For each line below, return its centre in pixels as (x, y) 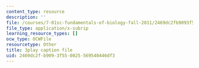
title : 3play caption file (39, 50)
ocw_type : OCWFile (29, 39)
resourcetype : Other (32, 45)
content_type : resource (36, 12)
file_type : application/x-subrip (47, 28)
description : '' (26, 17)
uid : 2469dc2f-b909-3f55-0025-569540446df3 (61, 56)
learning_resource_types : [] (42, 34)
